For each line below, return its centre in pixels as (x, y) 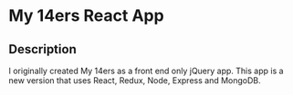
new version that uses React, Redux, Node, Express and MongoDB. (135, 81)
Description (42, 49)
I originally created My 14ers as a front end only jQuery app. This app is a (146, 71)
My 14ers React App (87, 16)
